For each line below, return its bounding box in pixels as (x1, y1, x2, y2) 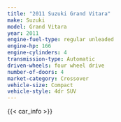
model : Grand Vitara (7, 23, 68, 30)
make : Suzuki (7, 17, 45, 24)
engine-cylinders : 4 (7, 49, 68, 56)
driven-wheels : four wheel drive (7, 62, 105, 69)
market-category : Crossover (7, 75, 90, 82)
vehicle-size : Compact (7, 82, 73, 89)
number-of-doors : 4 (7, 68, 64, 75)
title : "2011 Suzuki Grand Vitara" (7, 10, 111, 17)
